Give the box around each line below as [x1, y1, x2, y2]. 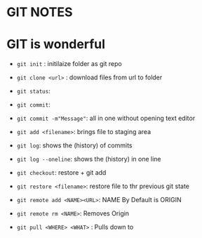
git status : [16, 87, 50, 95]
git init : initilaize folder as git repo [16, 60, 122, 68]
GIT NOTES [6, 4, 73, 20]
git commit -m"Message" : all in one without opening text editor [16, 114, 196, 123]
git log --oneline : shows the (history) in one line [16, 155, 162, 164]
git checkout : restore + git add [16, 168, 107, 177]
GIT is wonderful [6, 37, 106, 53]
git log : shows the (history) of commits [16, 141, 133, 150]
